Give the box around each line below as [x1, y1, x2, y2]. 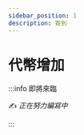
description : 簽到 [8, 19, 67, 27]
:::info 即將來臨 [8, 84, 58, 93]
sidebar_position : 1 [8, 11, 78, 20]
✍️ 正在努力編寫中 [8, 101, 68, 110]
